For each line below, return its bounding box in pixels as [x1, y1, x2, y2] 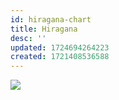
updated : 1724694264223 [10, 42, 110, 53]
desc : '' [10, 33, 47, 43]
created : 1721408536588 [10, 52, 110, 62]
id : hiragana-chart [10, 14, 92, 25]
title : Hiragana [10, 24, 78, 34]
